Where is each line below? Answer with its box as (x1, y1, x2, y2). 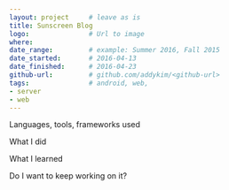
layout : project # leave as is (9, 12, 141, 22)
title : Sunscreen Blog (9, 21, 93, 30)
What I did (9, 136, 47, 147)
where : (9, 37, 34, 47)
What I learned (9, 154, 64, 164)
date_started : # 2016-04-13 (9, 54, 138, 63)
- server (9, 87, 42, 95)
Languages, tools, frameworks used (9, 119, 140, 130)
